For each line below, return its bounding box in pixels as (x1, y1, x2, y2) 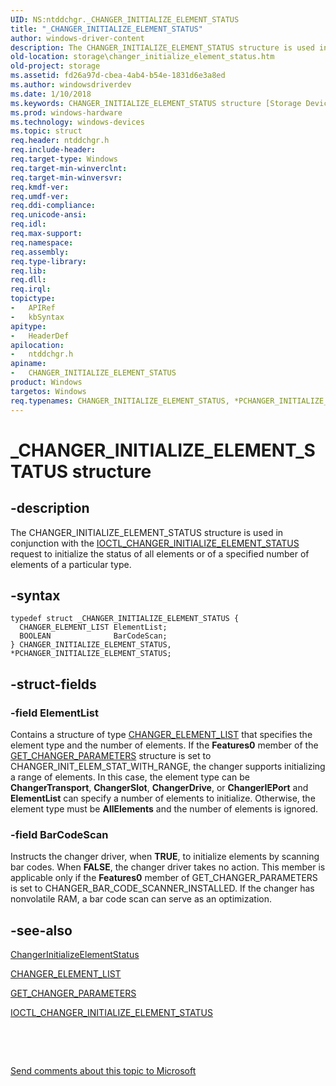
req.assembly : (10, 247, 70, 257)
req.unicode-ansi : (10, 210, 87, 220)
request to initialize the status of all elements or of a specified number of (10, 547, 310, 560)
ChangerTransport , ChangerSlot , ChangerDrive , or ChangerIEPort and (10, 782, 309, 793)
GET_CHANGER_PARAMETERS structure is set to (10, 750, 212, 761)
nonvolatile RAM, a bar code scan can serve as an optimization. (10, 893, 273, 905)
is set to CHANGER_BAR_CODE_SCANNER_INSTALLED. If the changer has (10, 882, 315, 895)
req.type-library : (10, 256, 87, 266)
